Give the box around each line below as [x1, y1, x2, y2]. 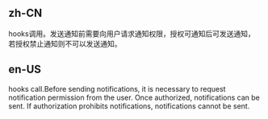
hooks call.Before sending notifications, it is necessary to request [8, 84, 226, 93]
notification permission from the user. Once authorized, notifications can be [8, 92, 261, 102]
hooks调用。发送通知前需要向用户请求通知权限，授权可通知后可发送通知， [8, 28, 256, 39]
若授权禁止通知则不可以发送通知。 [8, 39, 122, 48]
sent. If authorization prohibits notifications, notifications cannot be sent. [8, 101, 250, 111]
